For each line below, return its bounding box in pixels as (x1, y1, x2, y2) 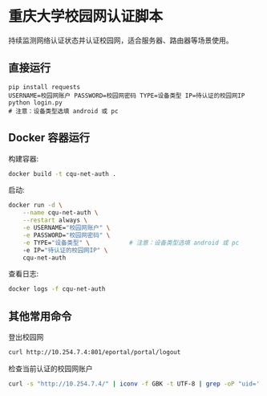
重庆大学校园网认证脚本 (8, 7, 164, 26)
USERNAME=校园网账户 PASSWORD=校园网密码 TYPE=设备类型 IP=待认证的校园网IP (8, 92, 245, 100)
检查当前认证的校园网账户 (8, 364, 93, 374)
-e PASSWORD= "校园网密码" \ (22, 231, 111, 239)
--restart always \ (22, 216, 88, 225)
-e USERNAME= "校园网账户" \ (22, 224, 111, 232)
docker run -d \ (8, 202, 63, 210)
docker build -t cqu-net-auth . (8, 169, 116, 178)
